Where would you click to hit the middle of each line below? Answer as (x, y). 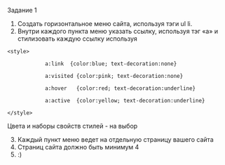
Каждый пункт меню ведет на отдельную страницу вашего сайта (115, 139)
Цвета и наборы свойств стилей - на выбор (73, 126)
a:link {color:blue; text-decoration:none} (111, 64)
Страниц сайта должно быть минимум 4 (78, 147)
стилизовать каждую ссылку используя (77, 39)
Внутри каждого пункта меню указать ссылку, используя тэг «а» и (118, 31)
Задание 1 (22, 10)
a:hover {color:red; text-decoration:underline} (120, 88)
